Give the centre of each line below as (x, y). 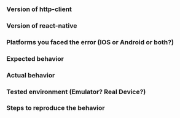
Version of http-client (39, 9)
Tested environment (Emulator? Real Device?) (76, 92)
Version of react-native (42, 25)
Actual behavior (31, 75)
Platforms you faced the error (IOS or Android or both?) (90, 42)
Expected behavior (35, 58)
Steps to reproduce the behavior (56, 108)
